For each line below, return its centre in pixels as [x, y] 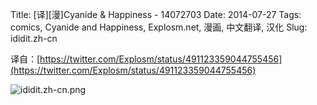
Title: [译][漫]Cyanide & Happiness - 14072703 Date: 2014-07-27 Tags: [156, 14]
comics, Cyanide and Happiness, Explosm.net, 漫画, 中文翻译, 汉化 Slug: [159, 27]
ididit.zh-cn [34, 38]
